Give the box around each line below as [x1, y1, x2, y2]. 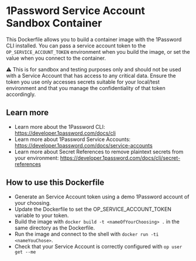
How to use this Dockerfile [6, 177, 105, 188]
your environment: [14, 154, 59, 162]
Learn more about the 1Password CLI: [14, 123, 105, 130]
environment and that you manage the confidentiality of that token [6, 84, 166, 91]
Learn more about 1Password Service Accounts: [14, 136, 130, 143]
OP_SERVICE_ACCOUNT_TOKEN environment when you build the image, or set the [6, 48, 190, 55]
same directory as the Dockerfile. [14, 224, 95, 231]
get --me [14, 249, 36, 255]
